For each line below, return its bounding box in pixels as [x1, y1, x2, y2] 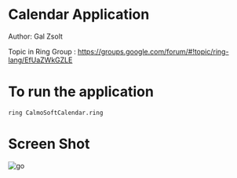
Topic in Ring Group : [8, 46, 76, 56]
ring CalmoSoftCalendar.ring [8, 109, 104, 117]
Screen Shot [8, 135, 90, 153]
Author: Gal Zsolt [8, 32, 63, 41]
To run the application [8, 83, 155, 101]
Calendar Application [8, 6, 150, 24]
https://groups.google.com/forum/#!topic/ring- [77, 46, 229, 56]
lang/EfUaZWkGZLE [8, 55, 73, 65]
